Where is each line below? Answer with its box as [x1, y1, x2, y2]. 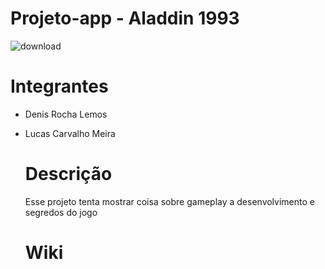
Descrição [24, 163, 113, 186]
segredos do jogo [24, 206, 98, 218]
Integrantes [10, 75, 109, 98]
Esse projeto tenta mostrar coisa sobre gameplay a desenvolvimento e [24, 195, 315, 207]
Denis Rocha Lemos [24, 108, 108, 120]
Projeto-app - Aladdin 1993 [10, 7, 240, 30]
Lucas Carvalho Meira [24, 127, 116, 139]
